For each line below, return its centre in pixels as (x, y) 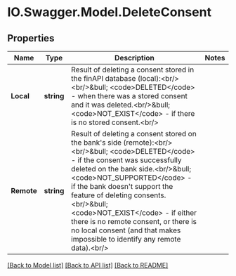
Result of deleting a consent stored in (133, 70)
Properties (31, 38)
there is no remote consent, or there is (134, 222)
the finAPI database (104, 78)
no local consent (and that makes (126, 230)
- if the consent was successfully (126, 160)
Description (135, 58)
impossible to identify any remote (126, 239)
